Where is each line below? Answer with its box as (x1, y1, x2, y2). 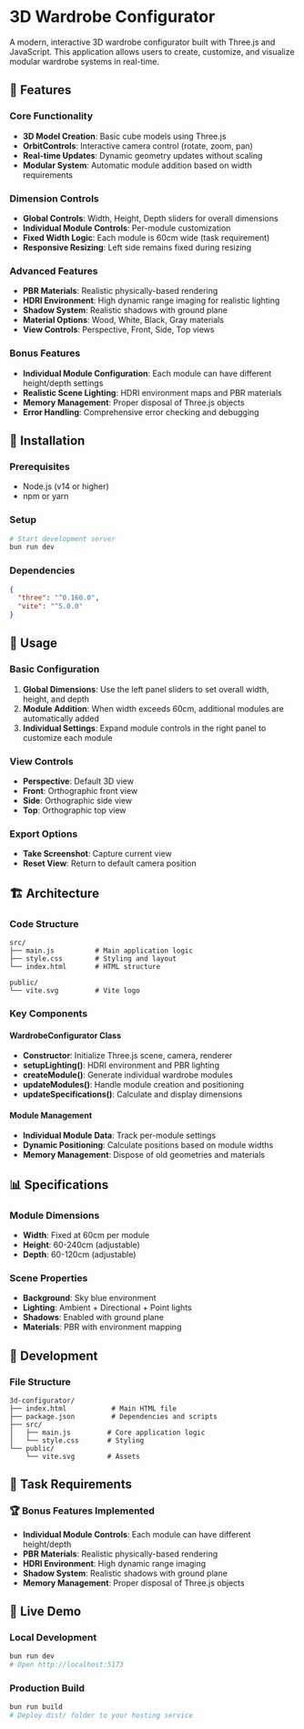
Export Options (9, 828, 78, 840)
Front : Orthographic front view (22, 786, 138, 797)
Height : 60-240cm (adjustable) (22, 1239, 141, 1251)
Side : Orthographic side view (22, 796, 133, 807)
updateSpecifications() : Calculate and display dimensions (22, 1088, 243, 1100)
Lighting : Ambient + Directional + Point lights (22, 1302, 193, 1313)
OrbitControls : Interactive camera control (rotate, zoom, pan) (22, 140, 253, 151)
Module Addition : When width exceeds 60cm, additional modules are (22, 703, 284, 713)
